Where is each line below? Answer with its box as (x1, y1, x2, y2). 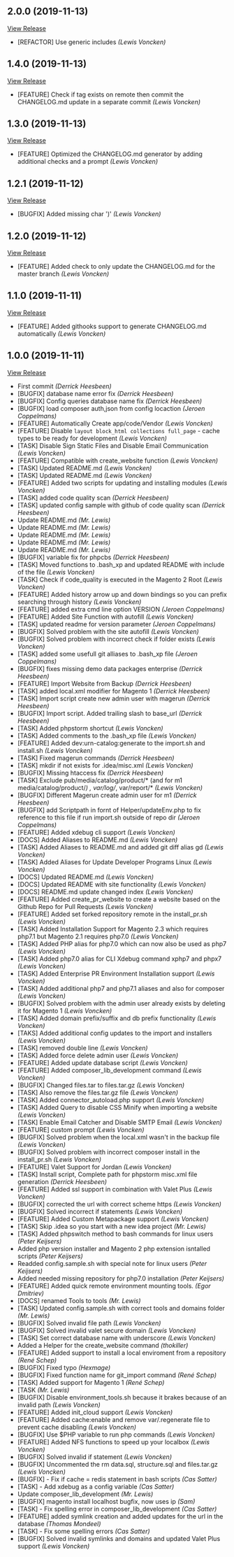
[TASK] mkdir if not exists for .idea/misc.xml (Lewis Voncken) (17, 761, 193, 769)
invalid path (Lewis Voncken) (17, 1400, 101, 1409)
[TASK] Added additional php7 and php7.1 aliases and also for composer (17, 984, 225, 992)
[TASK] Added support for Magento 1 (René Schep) (17, 1378, 165, 1386)
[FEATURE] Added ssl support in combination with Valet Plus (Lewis (17, 1185, 213, 1193)
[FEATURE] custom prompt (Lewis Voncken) (17, 1125, 145, 1134)
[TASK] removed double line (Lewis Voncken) (17, 1043, 148, 1052)
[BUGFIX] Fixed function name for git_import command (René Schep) (17, 1371, 217, 1379)
